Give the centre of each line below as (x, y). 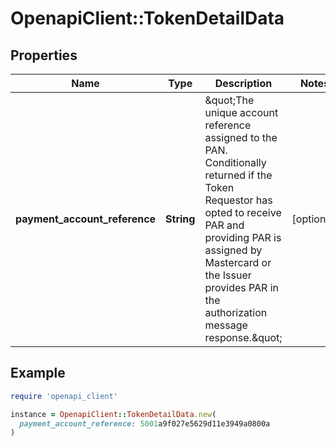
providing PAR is (243, 237)
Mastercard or (238, 262)
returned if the (238, 175)
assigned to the (241, 137)
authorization (236, 312)
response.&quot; (243, 337)
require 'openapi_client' (64, 396)
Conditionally (235, 162)
